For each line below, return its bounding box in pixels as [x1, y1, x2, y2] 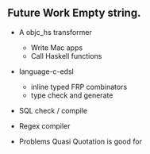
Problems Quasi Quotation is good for [18, 137, 142, 146]
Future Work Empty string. [7, 6, 141, 20]
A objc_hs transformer [18, 27, 92, 37]
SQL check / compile [18, 106, 88, 115]
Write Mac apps [30, 43, 83, 52]
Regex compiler [18, 121, 71, 130]
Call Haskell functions [30, 51, 102, 60]
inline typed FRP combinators [30, 82, 128, 91]
